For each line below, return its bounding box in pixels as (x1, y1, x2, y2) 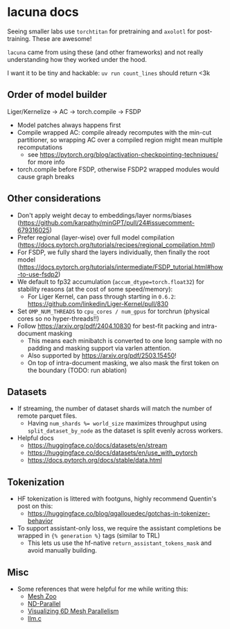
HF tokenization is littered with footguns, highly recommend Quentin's (17, 494, 217, 503)
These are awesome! (32, 34, 92, 42)
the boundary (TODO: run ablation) (27, 366, 127, 374)
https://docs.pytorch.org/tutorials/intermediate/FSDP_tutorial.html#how (19, 262, 223, 271)
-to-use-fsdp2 (17, 270, 59, 278)
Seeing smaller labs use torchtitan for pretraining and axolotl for (7, 27, 196, 35)
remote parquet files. (17, 412, 78, 420)
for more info (27, 158, 65, 166)
